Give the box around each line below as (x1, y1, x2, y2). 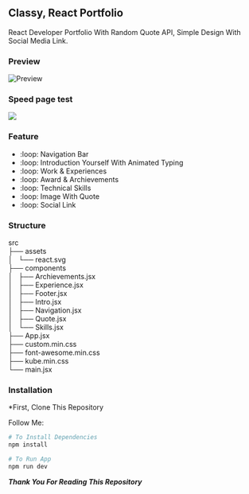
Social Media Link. (8, 36, 68, 45)
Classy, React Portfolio (8, 6, 123, 20)
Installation (8, 384, 53, 395)
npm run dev (8, 462, 48, 470)
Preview (8, 56, 41, 67)
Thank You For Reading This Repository (8, 476, 142, 486)
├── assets (8, 247, 47, 255)
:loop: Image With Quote (19, 191, 100, 201)
